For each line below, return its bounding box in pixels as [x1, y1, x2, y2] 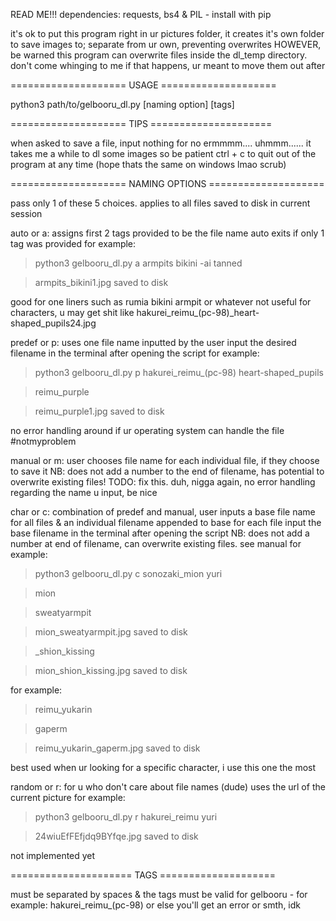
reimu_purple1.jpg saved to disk [34, 405, 165, 417]
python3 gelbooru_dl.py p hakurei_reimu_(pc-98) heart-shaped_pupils [34, 367, 324, 378]
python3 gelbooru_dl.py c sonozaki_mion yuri [34, 568, 223, 579]
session [10, 208, 43, 219]
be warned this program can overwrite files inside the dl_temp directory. [10, 49, 308, 61]
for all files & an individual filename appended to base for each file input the [10, 517, 322, 528]
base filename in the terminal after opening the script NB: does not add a [10, 527, 310, 539]
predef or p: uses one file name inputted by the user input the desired [10, 337, 297, 348]
